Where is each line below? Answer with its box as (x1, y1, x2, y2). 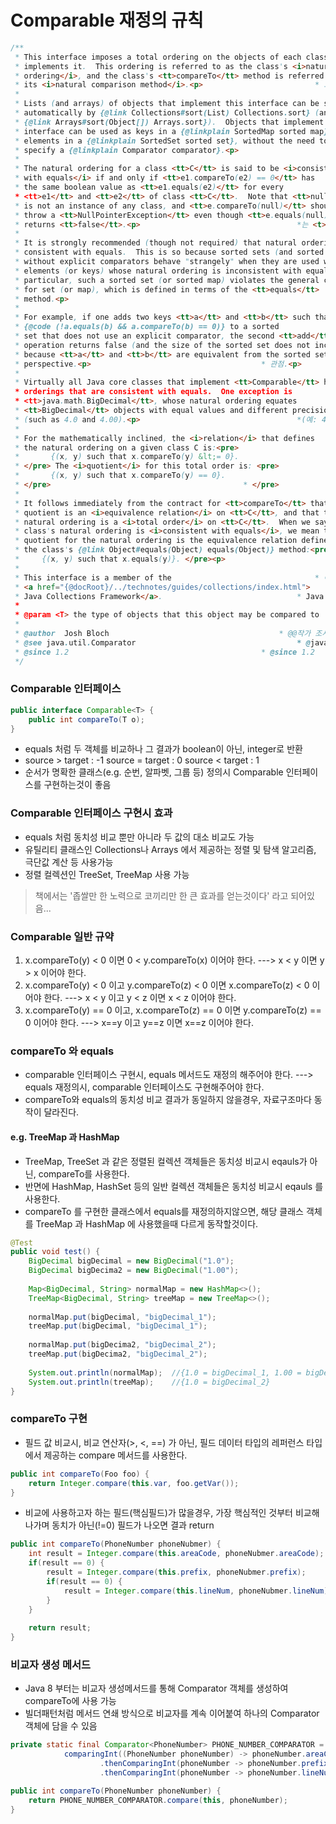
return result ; (28, 1623, 92, 1633)
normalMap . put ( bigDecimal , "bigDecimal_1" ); (28, 1312, 217, 1322)
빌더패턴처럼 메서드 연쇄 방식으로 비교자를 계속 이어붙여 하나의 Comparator (24, 1707, 320, 1720)
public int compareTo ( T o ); (28, 714, 145, 725)
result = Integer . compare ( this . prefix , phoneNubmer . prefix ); (46, 1567, 307, 1577)
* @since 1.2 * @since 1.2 (14, 647, 315, 657)
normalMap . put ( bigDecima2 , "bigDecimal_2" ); (28, 1340, 217, 1350)
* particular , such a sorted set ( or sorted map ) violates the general (14, 275, 320, 285)
